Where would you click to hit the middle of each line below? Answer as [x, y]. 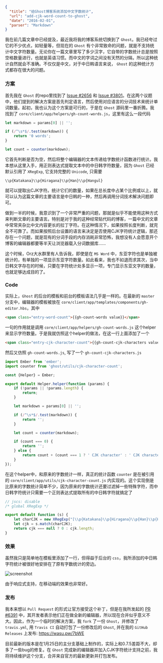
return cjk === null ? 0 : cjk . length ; [54, 529]
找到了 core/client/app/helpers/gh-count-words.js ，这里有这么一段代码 [78, 113]
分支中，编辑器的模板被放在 [33, 302]
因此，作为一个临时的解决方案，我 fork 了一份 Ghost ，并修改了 [76, 621]
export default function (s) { [37, 515]
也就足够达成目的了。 [26, 272]
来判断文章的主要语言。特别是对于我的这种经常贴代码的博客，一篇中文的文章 [81, 219]
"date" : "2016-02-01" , [32, 20]
